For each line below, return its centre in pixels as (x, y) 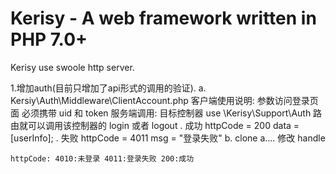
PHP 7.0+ (49, 39)
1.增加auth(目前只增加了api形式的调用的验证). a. (108, 88)
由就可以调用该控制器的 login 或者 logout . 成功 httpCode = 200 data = (155, 125)
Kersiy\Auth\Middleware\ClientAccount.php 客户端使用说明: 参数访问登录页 (164, 100)
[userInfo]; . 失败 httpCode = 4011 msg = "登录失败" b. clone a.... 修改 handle (168, 138)
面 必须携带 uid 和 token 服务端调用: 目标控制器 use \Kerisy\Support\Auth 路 (166, 113)
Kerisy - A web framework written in (163, 18)
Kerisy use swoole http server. (72, 67)
